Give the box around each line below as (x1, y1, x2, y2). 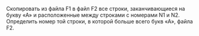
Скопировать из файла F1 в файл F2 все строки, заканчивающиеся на (6, 5, 185, 12)
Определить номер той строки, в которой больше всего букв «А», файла (6, 18, 193, 25)
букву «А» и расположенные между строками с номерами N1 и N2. (6, 11, 180, 19)
